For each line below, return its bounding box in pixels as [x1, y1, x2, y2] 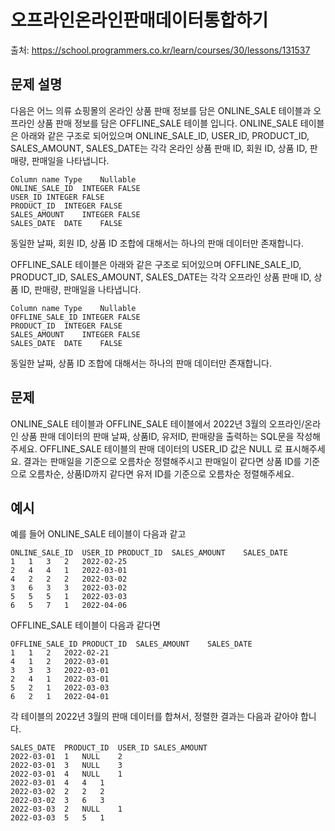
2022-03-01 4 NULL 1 [10, 769, 123, 780]
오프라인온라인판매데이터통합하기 [10, 9, 269, 32]
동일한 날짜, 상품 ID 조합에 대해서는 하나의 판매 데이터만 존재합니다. [10, 357, 273, 369]
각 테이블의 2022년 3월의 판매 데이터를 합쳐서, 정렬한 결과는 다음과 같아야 [10, 711, 299, 723]
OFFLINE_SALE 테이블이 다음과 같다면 [10, 619, 161, 631]
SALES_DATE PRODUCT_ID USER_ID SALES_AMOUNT [10, 743, 208, 753]
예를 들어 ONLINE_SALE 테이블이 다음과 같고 [10, 528, 187, 540]
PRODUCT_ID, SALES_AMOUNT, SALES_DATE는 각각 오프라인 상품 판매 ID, [10, 271, 312, 283]
